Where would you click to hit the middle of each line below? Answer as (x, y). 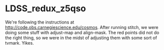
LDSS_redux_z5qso (46, 9)
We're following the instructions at (40, 22)
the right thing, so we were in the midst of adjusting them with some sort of (81, 38)
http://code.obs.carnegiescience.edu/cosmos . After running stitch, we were (82, 27)
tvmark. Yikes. (20, 43)
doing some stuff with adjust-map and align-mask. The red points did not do (82, 32)
